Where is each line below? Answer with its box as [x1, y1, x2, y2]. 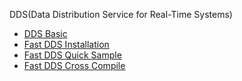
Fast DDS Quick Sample [23, 49, 122, 61]
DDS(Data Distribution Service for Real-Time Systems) [9, 9, 233, 20]
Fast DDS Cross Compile [23, 60, 126, 71]
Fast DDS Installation [23, 39, 110, 50]
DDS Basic [23, 28, 68, 39]
